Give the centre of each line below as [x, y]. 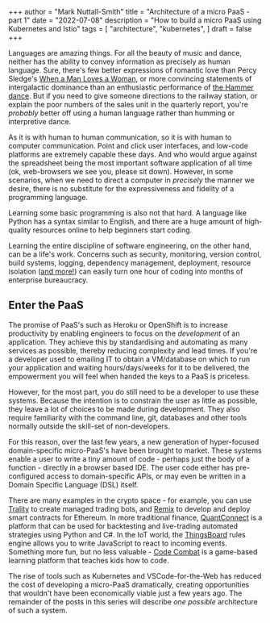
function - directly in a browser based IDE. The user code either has [121, 467]
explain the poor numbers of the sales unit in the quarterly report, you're [128, 105]
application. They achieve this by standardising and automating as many [128, 341]
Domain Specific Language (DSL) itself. [73, 484]
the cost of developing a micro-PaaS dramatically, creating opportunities [129, 584]
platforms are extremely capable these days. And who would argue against [133, 154]
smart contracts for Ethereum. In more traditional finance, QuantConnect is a [135, 517]
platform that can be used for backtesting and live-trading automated [123, 526]
